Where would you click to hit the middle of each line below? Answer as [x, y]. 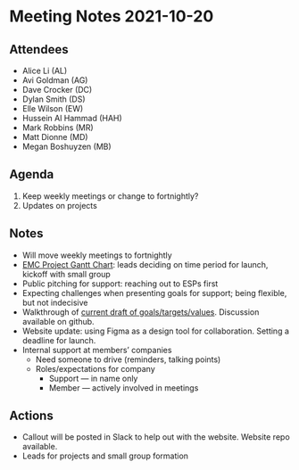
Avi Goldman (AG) [55, 80]
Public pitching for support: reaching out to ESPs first [120, 284]
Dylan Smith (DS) [54, 99]
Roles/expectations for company [96, 368]
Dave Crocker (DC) [57, 90]
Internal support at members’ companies [97, 350]
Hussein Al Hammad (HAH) [72, 118]
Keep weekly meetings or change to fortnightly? [110, 196]
